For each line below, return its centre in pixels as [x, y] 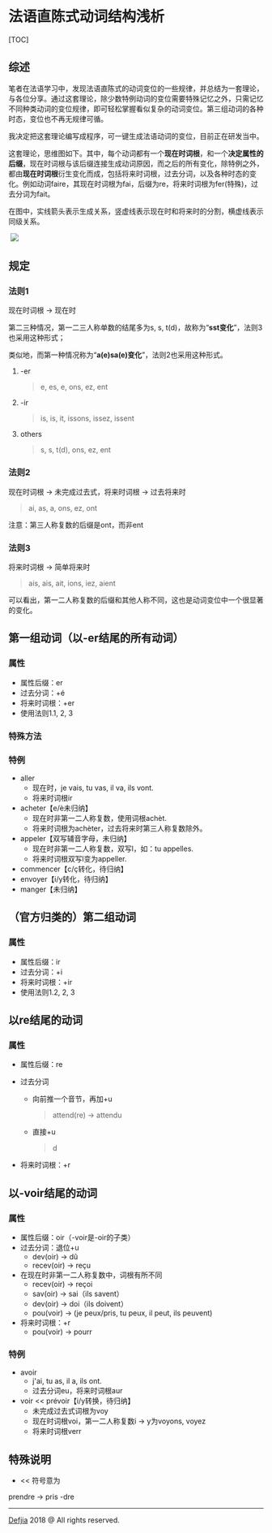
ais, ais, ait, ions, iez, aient [72, 583]
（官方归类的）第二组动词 [72, 917]
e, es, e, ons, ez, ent [74, 387]
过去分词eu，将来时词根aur [77, 1391]
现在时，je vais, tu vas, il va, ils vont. [93, 788]
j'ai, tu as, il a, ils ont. [67, 1381]
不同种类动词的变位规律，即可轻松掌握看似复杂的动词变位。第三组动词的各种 [136, 108]
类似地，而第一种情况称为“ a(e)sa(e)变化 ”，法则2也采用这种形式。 [118, 355]
